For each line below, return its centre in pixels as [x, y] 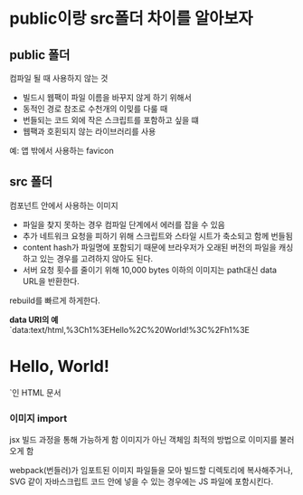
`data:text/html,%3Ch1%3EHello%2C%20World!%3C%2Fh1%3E [130, 329]
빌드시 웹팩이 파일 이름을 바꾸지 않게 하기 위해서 [107, 97]
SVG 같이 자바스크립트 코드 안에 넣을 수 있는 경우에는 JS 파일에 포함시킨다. [142, 481]
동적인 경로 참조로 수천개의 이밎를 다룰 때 [95, 109]
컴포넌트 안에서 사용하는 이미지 [64, 205]
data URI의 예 [34, 319]
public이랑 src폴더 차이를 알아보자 [131, 19]
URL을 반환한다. [51, 281]
